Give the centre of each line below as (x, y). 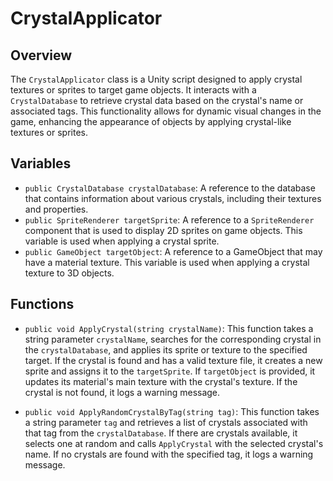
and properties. (56, 209)
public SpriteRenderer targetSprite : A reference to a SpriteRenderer (169, 219)
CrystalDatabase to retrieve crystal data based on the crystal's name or (157, 100)
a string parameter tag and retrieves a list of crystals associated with (166, 422)
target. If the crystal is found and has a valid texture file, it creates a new (173, 360)
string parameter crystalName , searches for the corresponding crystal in (173, 339)
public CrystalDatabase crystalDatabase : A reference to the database (170, 188)
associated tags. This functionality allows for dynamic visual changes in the (166, 111)
